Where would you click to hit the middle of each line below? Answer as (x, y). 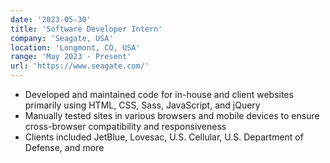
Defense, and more (64, 147)
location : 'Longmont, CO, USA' (75, 47)
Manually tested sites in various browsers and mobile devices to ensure (172, 115)
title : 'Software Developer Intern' (86, 29)
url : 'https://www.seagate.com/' (80, 66)
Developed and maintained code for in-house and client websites (159, 94)
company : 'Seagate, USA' (62, 38)
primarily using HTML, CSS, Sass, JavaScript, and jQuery (142, 105)
